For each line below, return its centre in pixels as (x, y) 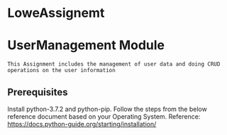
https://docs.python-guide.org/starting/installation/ (82, 124)
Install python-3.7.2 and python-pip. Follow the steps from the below (107, 109)
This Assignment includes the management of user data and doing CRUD (114, 64)
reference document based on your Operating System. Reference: (104, 116)
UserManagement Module (86, 46)
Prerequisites (38, 92)
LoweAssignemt (56, 13)
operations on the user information (61, 71)
